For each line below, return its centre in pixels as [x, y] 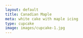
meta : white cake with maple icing [42, 19]
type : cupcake [20, 23]
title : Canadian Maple [28, 14]
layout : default [22, 10]
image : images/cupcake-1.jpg [35, 28]
